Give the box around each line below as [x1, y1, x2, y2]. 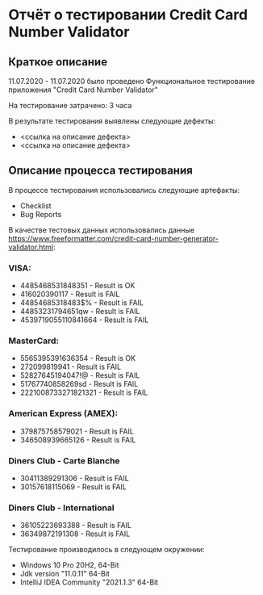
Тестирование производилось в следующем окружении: [8, 545, 205, 555]
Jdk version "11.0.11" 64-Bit [19, 569, 111, 579]
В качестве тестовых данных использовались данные [8, 224, 195, 235]
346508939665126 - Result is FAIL [19, 434, 136, 445]
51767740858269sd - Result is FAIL [19, 379, 139, 389]
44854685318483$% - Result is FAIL [19, 298, 144, 308]
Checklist [19, 200, 52, 211]
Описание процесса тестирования [8, 164, 194, 178]
